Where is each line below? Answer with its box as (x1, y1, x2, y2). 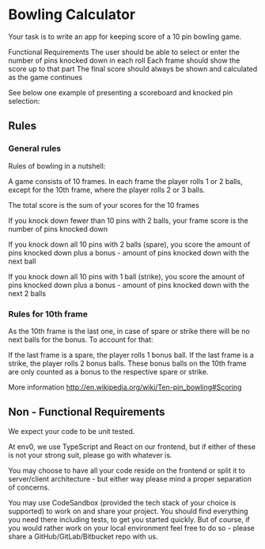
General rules (8, 143, 62, 154)
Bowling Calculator (8, 6, 136, 24)
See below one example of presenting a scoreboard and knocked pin (8, 87, 233, 97)
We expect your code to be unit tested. (8, 426, 135, 436)
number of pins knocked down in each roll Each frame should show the (8, 56, 240, 65)
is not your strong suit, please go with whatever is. (8, 450, 172, 459)
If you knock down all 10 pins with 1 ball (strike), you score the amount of (8, 271, 245, 281)
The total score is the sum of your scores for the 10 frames (8, 200, 199, 209)
